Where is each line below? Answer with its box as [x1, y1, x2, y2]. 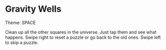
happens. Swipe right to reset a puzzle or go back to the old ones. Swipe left [5, 34, 161, 40]
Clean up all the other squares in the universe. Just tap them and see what [5, 29, 157, 35]
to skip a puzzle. [5, 39, 39, 45]
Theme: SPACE [5, 20, 36, 25]
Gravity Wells [5, 3, 62, 15]
